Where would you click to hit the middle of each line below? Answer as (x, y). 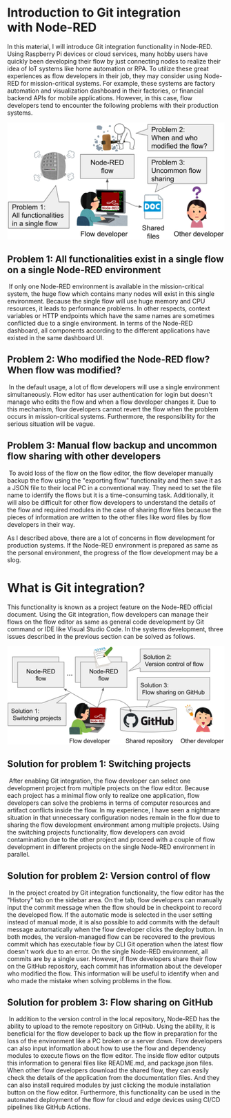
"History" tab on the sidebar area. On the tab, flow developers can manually (115, 900)
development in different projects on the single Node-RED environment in (111, 847)
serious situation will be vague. (51, 424)
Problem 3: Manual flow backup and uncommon (112, 446)
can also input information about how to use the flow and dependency (107, 1048)
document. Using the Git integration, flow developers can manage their (108, 614)
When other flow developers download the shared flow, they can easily (108, 1070)
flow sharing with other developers (84, 457)
